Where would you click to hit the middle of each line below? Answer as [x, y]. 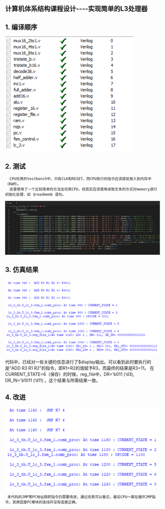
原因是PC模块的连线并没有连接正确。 [48, 502]
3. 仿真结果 [22, 270]
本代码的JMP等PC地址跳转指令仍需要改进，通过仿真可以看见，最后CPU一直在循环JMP [80, 497]
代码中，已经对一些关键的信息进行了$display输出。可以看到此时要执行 [76, 362]
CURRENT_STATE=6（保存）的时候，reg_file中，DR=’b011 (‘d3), [70, 374]
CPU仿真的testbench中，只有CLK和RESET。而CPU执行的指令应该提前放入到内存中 [81, 179]
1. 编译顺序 [21, 27]
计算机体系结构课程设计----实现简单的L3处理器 [76, 9]
